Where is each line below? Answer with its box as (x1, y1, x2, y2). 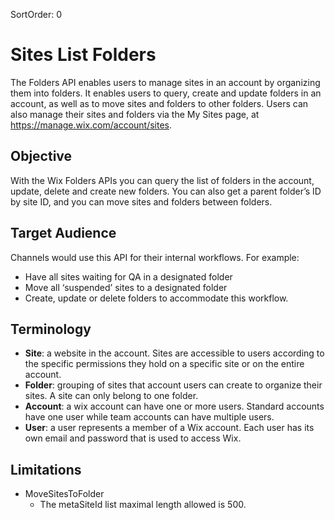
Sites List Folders (10, 44, 157, 66)
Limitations (10, 461, 82, 478)
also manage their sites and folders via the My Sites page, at (10, 108, 260, 120)
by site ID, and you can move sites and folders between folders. (10, 195, 273, 208)
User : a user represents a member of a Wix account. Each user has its (24, 422, 315, 434)
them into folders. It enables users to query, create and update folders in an (10, 87, 322, 99)
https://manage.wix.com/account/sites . (10, 119, 173, 131)
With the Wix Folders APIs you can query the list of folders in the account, (10, 174, 315, 186)
